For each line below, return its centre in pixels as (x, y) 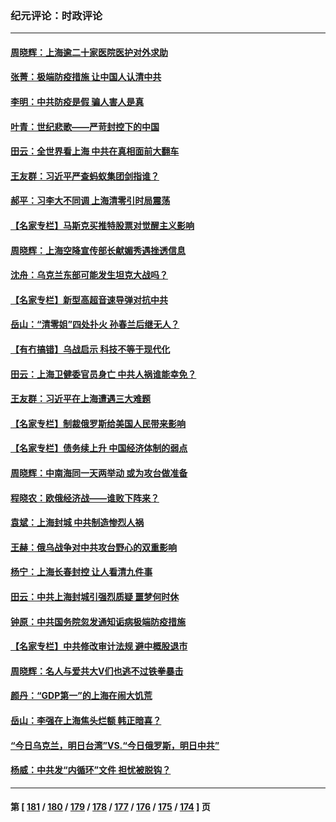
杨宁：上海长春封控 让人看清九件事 (81, 572)
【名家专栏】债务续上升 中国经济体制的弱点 (99, 448)
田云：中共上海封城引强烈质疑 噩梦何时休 (95, 596)
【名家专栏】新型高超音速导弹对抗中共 (89, 299)
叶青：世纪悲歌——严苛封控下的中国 (85, 126)
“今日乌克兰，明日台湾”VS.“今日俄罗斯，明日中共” (115, 745)
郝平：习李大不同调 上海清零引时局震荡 (90, 201)
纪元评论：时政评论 (56, 15)
